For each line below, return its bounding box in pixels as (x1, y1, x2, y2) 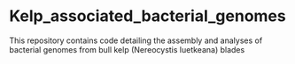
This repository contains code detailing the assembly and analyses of (9, 35, 263, 46)
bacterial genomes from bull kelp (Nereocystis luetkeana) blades (9, 44, 245, 54)
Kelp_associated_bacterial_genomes (9, 6, 286, 26)
